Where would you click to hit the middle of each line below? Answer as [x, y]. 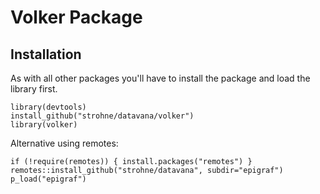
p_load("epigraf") [48, 179]
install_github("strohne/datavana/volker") [102, 116]
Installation [46, 54]
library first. [34, 89]
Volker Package [76, 17]
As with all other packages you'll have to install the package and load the [160, 78]
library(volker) [44, 125]
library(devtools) [48, 107]
